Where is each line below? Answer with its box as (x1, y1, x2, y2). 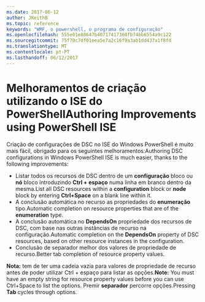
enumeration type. (15, 211, 63, 219)
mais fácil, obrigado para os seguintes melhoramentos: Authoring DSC (6, 147, 183, 154)
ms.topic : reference (6, 20, 60, 26)
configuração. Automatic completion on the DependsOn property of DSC (15, 231, 199, 238)
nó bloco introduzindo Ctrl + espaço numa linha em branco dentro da (15, 179, 191, 186)
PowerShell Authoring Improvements (6, 107, 196, 121)
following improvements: (6, 160, 69, 168)
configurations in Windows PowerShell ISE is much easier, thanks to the (6, 153, 188, 161)
